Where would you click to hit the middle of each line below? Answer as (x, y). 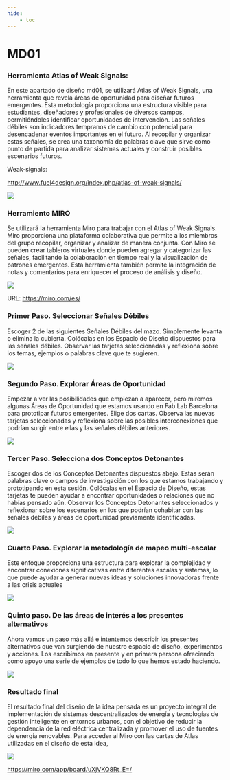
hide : (15, 13)
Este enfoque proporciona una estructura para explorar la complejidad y (109, 563)
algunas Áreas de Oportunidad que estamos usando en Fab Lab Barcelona (112, 405)
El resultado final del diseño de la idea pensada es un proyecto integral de (112, 707)
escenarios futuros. (35, 156)
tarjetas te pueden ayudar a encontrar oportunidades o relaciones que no (111, 495)
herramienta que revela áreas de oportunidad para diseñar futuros (101, 98)
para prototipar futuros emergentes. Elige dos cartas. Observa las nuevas (111, 413)
